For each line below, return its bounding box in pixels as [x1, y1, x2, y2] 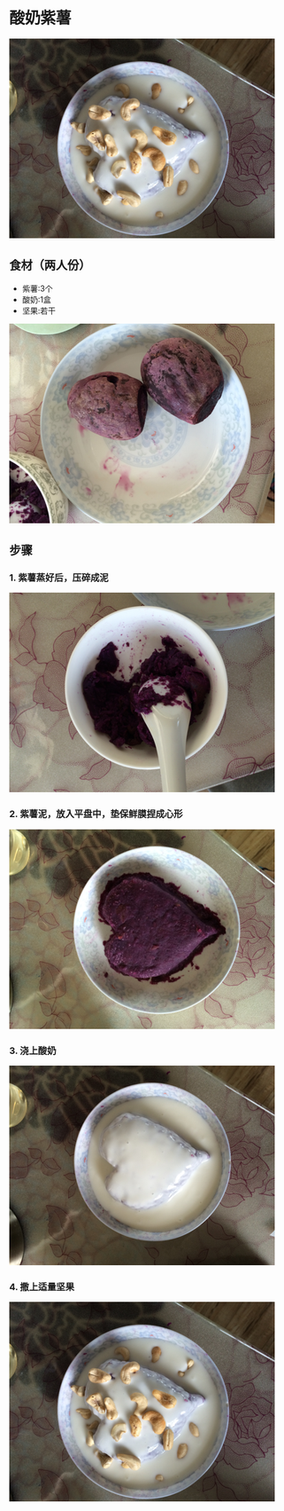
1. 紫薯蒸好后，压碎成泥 [9, 571, 109, 584]
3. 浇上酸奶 [9, 1044, 57, 1057]
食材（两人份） [9, 258, 91, 273]
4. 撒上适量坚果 [9, 1280, 75, 1293]
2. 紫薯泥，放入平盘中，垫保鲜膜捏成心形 [9, 808, 183, 821]
